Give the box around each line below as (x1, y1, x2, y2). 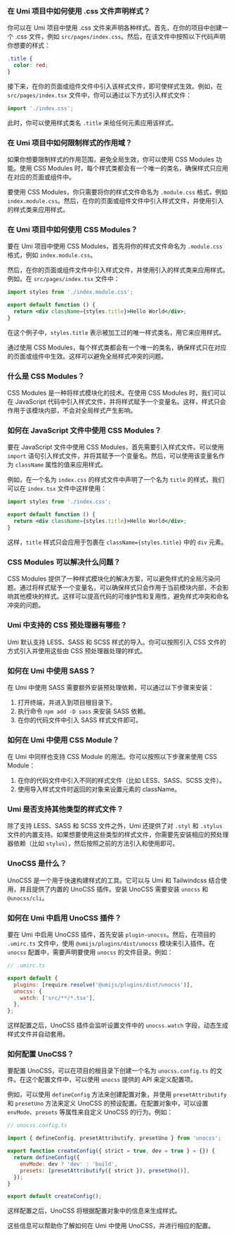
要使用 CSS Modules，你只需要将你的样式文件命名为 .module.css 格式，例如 (7, 188, 228, 197)
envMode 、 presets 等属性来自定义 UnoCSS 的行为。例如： (7, 1108, 173, 1116)
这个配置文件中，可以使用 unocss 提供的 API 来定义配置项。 (25, 1075, 197, 1084)
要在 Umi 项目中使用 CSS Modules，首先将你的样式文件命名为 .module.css (7, 242, 223, 251)
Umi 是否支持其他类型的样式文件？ (7, 805, 124, 815)
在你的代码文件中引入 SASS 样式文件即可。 (17, 715, 143, 724)
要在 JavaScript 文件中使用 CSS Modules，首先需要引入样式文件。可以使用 (7, 443, 225, 452)
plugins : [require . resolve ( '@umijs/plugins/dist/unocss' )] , (13, 981, 193, 988)
